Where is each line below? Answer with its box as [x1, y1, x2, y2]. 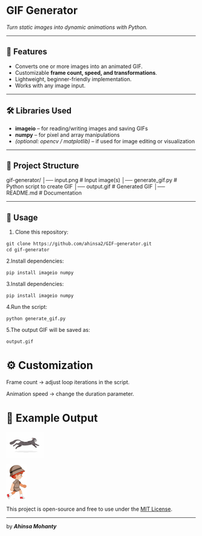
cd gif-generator [6, 247, 50, 253]
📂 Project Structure [6, 160, 79, 170]
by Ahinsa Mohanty [6, 523, 57, 530]
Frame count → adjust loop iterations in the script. [6, 379, 130, 386]
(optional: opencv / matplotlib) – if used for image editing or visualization [14, 137, 195, 145]
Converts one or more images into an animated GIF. [14, 63, 143, 70]
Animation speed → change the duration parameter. [6, 390, 134, 397]
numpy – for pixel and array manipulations [14, 131, 120, 139]
